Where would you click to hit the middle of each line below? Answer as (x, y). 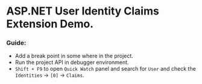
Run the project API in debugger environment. (72, 62)
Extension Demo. (50, 24)
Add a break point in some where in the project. (74, 56)
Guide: (16, 43)
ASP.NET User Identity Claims (83, 11)
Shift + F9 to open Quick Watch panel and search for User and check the (105, 69)
